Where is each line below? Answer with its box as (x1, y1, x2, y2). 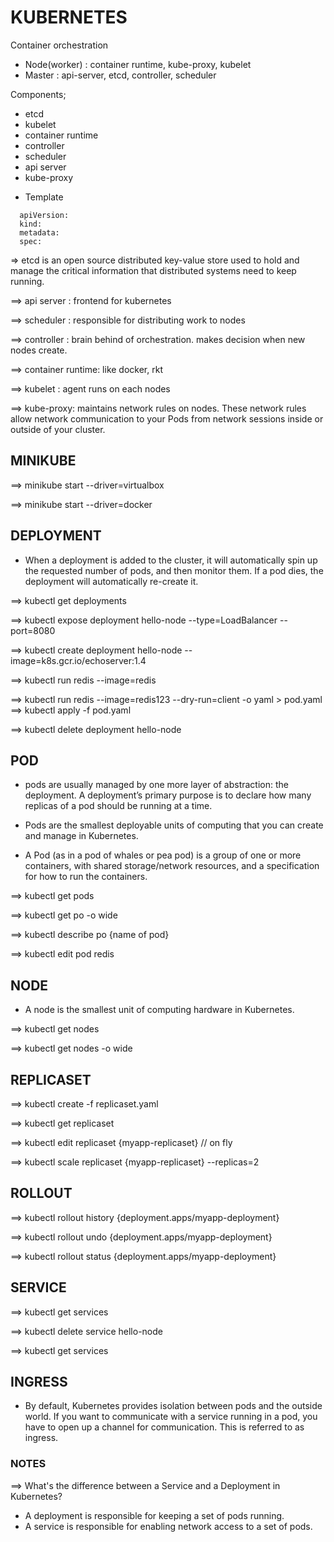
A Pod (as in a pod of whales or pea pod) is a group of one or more (24, 849, 302, 861)
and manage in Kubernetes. (24, 830, 139, 842)
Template (24, 191, 64, 203)
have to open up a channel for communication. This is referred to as (24, 1421, 305, 1433)
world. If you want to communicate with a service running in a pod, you (24, 1411, 318, 1423)
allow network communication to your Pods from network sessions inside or (10, 412, 324, 425)
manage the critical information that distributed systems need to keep (10, 264, 297, 276)
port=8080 (10, 624, 56, 636)
